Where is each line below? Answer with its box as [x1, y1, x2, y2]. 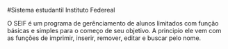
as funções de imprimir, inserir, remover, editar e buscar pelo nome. [7, 34, 202, 42]
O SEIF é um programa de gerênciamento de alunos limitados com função [7, 19, 219, 27]
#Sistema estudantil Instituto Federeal [7, 6, 115, 14]
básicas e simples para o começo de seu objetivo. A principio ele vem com [7, 27, 222, 35]
